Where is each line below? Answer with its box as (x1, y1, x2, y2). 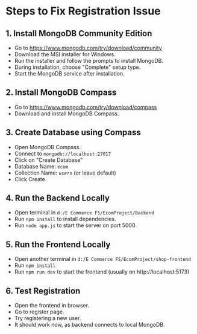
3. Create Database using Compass (5, 127, 141, 138)
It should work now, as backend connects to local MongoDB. (14, 321, 165, 329)
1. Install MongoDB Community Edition (5, 28, 152, 39)
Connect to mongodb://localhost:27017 (14, 150, 111, 157)
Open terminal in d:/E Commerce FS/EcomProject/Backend (14, 209, 154, 216)
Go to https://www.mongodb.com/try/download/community (14, 44, 162, 51)
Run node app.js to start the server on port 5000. (14, 222, 137, 229)
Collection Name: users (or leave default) (14, 169, 117, 176)
